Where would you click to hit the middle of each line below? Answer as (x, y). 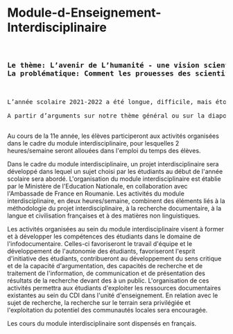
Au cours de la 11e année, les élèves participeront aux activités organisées (113, 136)
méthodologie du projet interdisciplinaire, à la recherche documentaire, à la (114, 209)
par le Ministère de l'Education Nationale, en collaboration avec (98, 186)
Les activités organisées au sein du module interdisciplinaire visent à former (115, 229)
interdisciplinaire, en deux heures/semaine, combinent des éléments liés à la (116, 201)
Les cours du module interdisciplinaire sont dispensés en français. (102, 324)
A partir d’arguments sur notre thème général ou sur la (106, 116)
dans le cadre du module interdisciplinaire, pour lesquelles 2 (93, 143)
